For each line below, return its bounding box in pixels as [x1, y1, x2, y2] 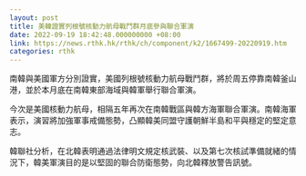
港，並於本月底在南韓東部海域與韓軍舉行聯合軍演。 [9, 84, 201, 95]
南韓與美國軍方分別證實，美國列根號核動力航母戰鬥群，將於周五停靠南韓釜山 [9, 73, 297, 84]
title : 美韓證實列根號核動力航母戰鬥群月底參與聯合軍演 [9, 22, 194, 31]
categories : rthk [9, 47, 76, 56]
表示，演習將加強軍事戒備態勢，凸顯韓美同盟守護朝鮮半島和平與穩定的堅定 [9, 115, 289, 126]
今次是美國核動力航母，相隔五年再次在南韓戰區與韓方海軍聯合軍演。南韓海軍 [9, 103, 297, 114]
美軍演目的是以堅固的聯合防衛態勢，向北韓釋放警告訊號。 [40, 157, 257, 168]
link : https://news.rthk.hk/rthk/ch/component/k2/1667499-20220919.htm [9, 38, 287, 48]
